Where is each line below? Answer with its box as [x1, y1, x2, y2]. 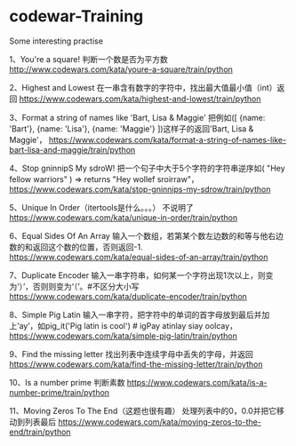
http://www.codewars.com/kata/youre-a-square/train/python [9, 64, 234, 75]
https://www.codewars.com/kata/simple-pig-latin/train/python [9, 331, 238, 341]
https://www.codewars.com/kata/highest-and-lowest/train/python [19, 93, 261, 104]
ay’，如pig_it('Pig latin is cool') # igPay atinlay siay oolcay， [19, 320, 238, 331]
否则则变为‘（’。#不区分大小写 [32, 281, 140, 291]
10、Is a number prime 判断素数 [9, 377, 125, 387]
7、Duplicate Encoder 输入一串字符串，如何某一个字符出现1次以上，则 [9, 269, 266, 281]
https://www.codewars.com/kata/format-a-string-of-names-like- [48, 134, 287, 145]
